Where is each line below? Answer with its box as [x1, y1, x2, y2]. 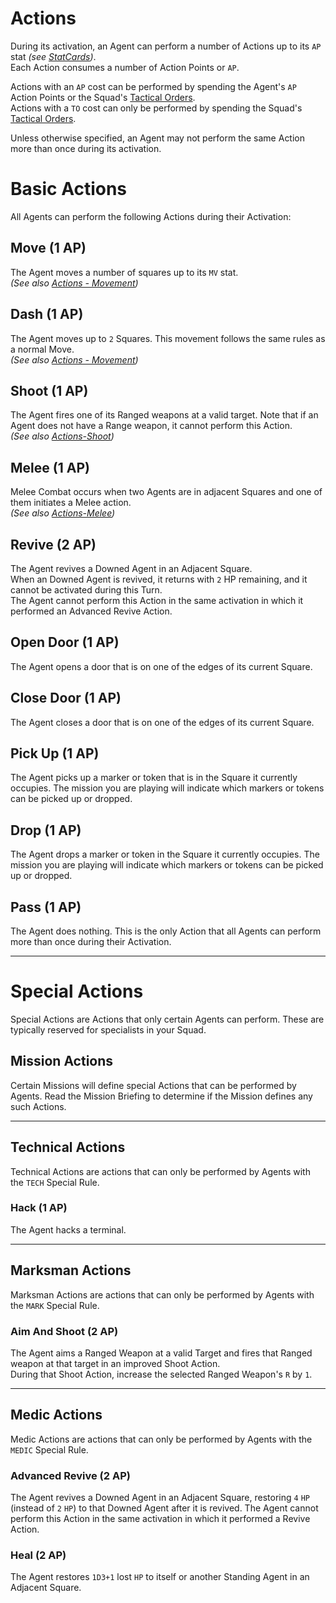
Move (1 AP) [10, 240, 87, 257]
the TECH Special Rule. [10, 1176, 100, 1188]
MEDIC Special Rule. [10, 1443, 89, 1456]
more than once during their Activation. [10, 936, 172, 947]
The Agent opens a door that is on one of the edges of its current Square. [10, 660, 313, 672]
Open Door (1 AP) [10, 634, 120, 651]
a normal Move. [10, 343, 75, 355]
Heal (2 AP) [10, 1548, 67, 1562]
